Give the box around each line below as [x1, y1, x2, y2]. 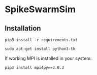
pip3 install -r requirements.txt [5, 37, 78, 42]
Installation [5, 24, 41, 33]
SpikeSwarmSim [5, 4, 76, 15]
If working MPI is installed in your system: [5, 55, 92, 61]
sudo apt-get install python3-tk [5, 46, 76, 52]
